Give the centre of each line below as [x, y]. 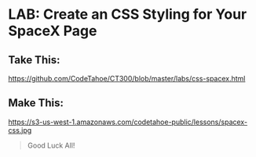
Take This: [34, 60]
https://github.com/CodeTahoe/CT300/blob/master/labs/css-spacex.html [127, 78]
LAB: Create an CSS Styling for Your [128, 14]
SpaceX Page [53, 31]
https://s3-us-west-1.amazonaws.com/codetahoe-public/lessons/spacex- [128, 122]
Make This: [36, 103]
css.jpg [20, 130]
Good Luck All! [51, 145]
